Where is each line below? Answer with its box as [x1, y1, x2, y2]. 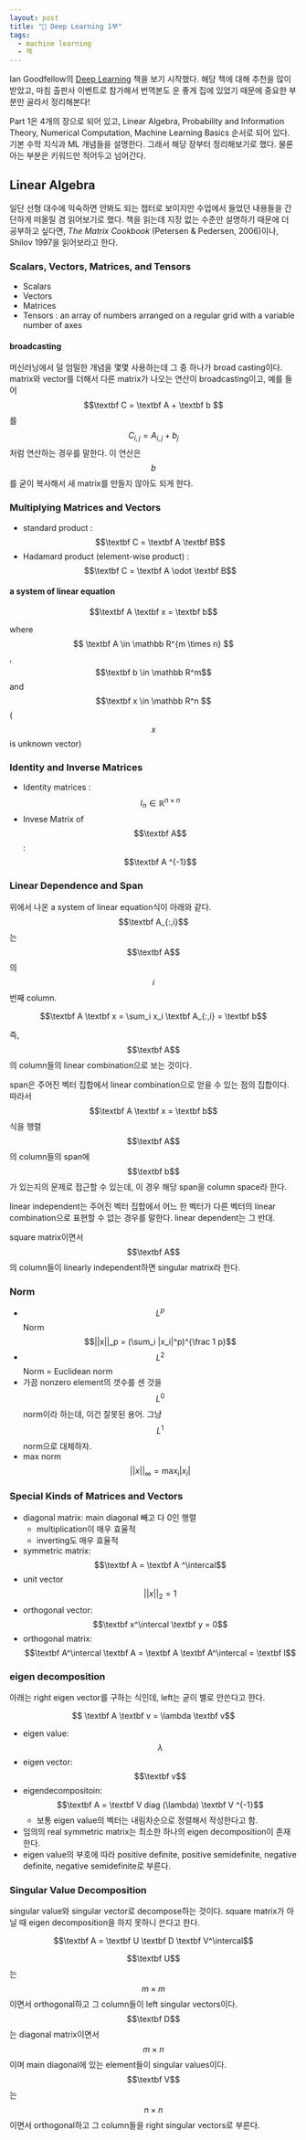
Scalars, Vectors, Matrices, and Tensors [9, 260, 192, 272]
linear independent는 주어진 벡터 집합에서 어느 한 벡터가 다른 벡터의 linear [9, 1201, 276, 1212]
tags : [9, 30, 30, 39]
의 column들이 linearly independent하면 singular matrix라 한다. [9, 1262, 240, 1273]
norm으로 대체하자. [22, 1440, 92, 1451]
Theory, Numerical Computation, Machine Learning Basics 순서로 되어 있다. [9, 127, 290, 138]
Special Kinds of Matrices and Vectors [9, 1490, 184, 1503]
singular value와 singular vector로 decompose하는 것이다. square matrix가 [9, 1906, 285, 1917]
